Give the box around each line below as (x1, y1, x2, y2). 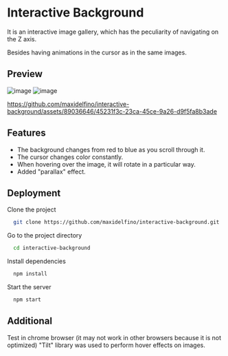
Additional (7, 315, 53, 327)
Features (7, 127, 46, 139)
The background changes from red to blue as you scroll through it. (16, 145, 205, 154)
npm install (13, 271, 48, 278)
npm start (13, 296, 41, 303)
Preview (7, 68, 43, 80)
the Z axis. (7, 34, 37, 43)
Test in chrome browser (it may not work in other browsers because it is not (7, 333, 222, 342)
